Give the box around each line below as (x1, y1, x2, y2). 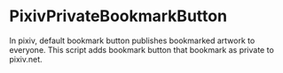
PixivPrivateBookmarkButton (9, 6, 228, 26)
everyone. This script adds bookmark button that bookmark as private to (9, 44, 275, 55)
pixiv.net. (9, 54, 43, 64)
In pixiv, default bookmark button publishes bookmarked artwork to (9, 35, 255, 46)
